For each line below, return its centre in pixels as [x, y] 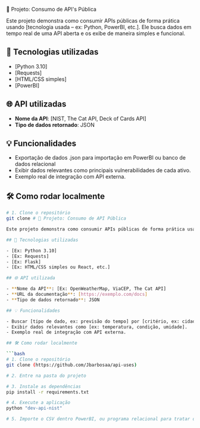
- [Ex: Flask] [24, 262]
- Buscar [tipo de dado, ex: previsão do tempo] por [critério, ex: [93, 321]
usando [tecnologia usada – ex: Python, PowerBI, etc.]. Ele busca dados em [99, 27]
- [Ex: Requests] [28, 256]
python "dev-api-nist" [34, 408]
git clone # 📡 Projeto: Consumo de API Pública [66, 218]
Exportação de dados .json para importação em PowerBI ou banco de [100, 158]
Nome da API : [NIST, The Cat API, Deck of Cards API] [81, 118]
